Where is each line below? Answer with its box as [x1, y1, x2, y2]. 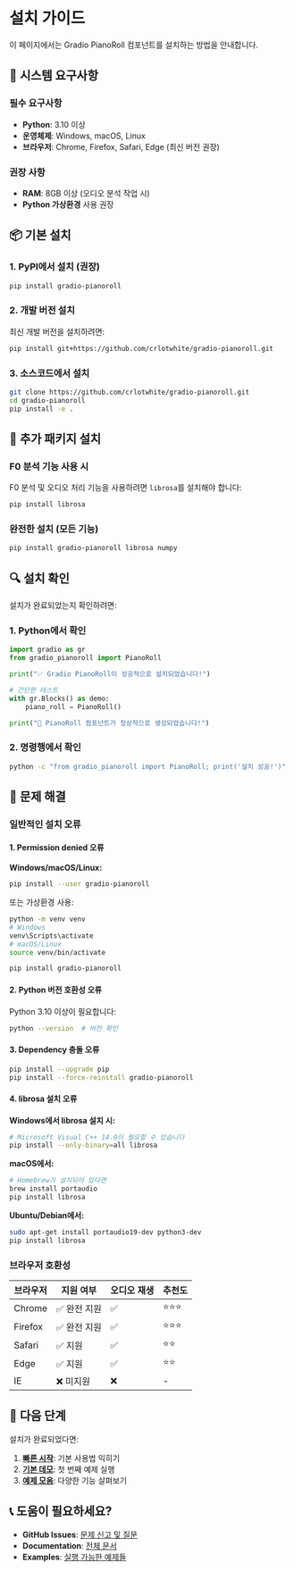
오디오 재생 [110, 1284, 155, 1297]
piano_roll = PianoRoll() [25, 702, 122, 711]
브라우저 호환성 [9, 1258, 71, 1271]
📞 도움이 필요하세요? [9, 1504, 113, 1519]
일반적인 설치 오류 [9, 818, 82, 831]
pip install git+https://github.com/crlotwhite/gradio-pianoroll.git [9, 344, 274, 353]
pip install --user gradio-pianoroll [9, 880, 150, 889]
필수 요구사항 [9, 97, 63, 110]
